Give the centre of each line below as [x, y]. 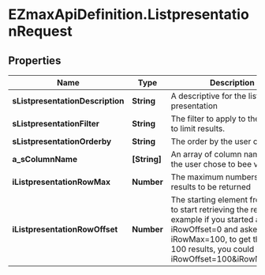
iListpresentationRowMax [61, 182]
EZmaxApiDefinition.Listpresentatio [129, 15]
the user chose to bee [211, 164]
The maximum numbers [215, 177]
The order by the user [211, 141]
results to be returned [211, 187]
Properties [35, 60]
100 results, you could [213, 249]
